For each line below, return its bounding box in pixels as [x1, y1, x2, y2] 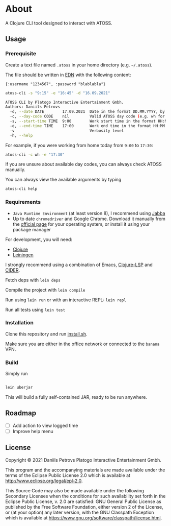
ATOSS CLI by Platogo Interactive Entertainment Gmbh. [5, 100, 124, 105]
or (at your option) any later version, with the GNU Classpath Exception [5, 509, 154, 515]
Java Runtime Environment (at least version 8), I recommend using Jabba [12, 210, 165, 216]
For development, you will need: [5, 236, 73, 243]
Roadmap [5, 409, 37, 418]
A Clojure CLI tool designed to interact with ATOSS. [5, 20, 112, 26]
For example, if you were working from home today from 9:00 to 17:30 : [5, 142, 153, 148]
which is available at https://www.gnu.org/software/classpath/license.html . [5, 514, 162, 521]
